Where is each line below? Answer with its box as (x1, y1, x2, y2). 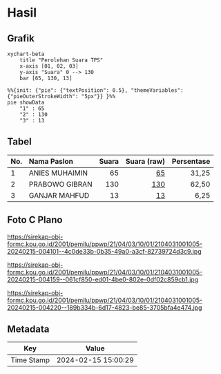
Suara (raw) (125, 156, 166, 166)
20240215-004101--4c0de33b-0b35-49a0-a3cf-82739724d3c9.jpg (7, 247, 202, 255)
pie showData (7, 99, 45, 106)
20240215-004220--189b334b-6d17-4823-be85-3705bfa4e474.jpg (7, 303, 202, 312)
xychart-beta (7, 50, 45, 57)
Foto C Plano (7, 214, 63, 226)
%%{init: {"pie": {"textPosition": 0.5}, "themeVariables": (7, 87, 184, 94)
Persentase (171, 156, 211, 166)
